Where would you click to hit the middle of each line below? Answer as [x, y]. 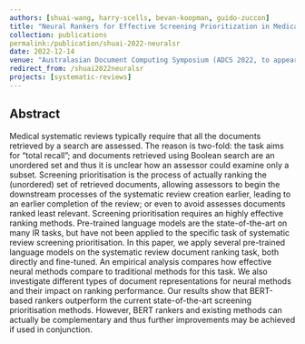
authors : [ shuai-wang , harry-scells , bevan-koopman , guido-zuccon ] [140, 18]
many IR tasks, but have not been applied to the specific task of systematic [150, 232]
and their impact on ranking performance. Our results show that [128, 290]
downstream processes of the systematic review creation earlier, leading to [150, 194]
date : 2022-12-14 [42, 52]
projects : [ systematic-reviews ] [70, 77]
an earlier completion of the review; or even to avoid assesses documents [148, 203]
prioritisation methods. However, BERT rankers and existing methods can [146, 309]
